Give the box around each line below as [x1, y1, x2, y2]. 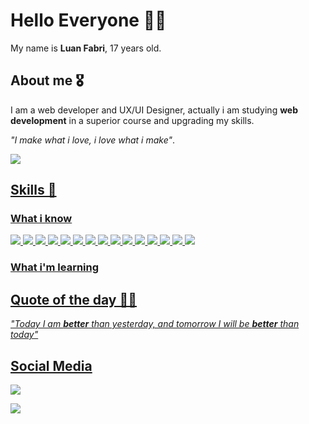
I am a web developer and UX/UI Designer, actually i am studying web [10, 104, 299, 116]
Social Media [10, 357, 93, 374]
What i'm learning [10, 260, 100, 274]
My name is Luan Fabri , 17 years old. [10, 42, 162, 54]
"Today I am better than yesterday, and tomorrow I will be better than [10, 318, 300, 330]
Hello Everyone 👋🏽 [10, 9, 167, 32]
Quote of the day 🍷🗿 [10, 291, 137, 308]
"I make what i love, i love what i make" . [10, 134, 176, 146]
